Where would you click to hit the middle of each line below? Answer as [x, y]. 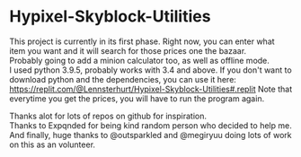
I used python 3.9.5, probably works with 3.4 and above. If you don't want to [150, 70]
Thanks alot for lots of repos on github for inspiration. [108, 116]
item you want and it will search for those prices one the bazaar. [128, 50]
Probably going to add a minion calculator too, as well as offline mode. [139, 60]
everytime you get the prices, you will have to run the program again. [137, 98]
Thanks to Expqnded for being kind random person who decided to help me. [150, 125]
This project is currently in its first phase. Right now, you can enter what [142, 41]
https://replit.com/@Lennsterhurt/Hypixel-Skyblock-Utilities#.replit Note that [151, 89]
